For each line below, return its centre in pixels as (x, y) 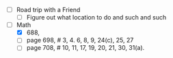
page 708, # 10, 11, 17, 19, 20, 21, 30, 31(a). (85, 48)
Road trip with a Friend (48, 10)
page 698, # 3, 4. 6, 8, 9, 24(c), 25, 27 (80, 40)
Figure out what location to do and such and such (96, 18)
